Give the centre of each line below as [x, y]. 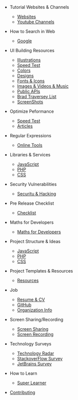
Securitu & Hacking [37, 194]
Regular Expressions [30, 136]
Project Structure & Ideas [35, 241]
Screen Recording [35, 334]
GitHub [24, 305]
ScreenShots [30, 102]
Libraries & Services [30, 155]
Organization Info [35, 310]
